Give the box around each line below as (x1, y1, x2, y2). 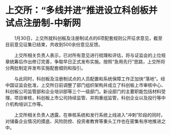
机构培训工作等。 (9, 101, 46, 107)
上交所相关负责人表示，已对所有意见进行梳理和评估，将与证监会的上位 (14, 52, 161, 58)
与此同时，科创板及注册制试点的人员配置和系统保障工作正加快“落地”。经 (14, 76, 165, 82)
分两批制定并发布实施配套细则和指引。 (5, 64, 85, 71)
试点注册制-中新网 (5, 17, 81, 29)
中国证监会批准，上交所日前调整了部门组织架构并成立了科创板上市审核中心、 (5, 82, 166, 88)
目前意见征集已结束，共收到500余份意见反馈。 (5, 41, 103, 47)
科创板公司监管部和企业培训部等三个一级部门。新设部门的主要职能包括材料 (5, 88, 161, 94)
